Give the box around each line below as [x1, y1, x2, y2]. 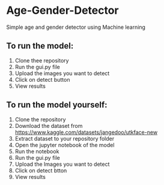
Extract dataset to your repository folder [14, 135, 115, 142]
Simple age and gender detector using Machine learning [6, 23, 146, 31]
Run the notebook [14, 148, 59, 155]
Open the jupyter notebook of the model [14, 141, 115, 148]
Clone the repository [14, 115, 66, 123]
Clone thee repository [14, 56, 69, 64]
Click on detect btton [14, 166, 67, 174]
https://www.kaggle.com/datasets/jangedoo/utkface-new [14, 129, 158, 136]
